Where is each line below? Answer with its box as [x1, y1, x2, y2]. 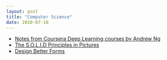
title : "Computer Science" [6, 14, 73, 20]
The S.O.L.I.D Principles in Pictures [14, 41, 99, 48]
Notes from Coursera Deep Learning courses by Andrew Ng [14, 36, 161, 43]
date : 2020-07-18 [6, 19, 49, 25]
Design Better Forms [14, 48, 65, 55]
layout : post [6, 8, 38, 15]
